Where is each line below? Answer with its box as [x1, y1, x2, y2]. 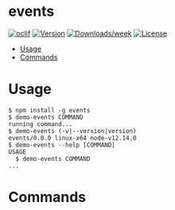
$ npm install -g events [8, 106, 91, 114]
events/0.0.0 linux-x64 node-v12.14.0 [8, 134, 137, 142]
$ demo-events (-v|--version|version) [8, 127, 137, 135]
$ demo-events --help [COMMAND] [8, 141, 115, 149]
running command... [8, 120, 73, 128]
